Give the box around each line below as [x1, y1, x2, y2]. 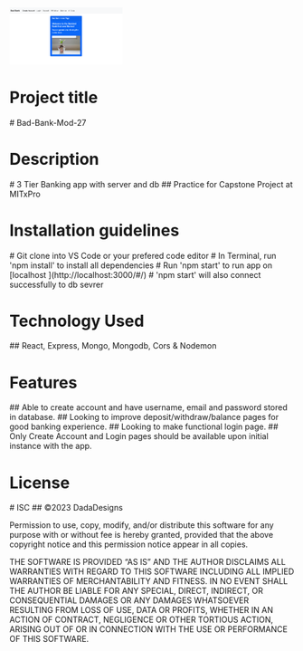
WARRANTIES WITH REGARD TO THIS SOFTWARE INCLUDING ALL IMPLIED [9, 566, 295, 577]
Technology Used [9, 311, 145, 331]
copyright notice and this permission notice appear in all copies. [9, 539, 249, 550]
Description [9, 148, 99, 169]
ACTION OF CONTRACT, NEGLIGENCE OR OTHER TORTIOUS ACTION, [9, 614, 274, 626]
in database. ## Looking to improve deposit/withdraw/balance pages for [9, 412, 279, 423]
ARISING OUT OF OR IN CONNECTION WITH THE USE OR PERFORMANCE [9, 624, 288, 635]
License [9, 473, 71, 493]
